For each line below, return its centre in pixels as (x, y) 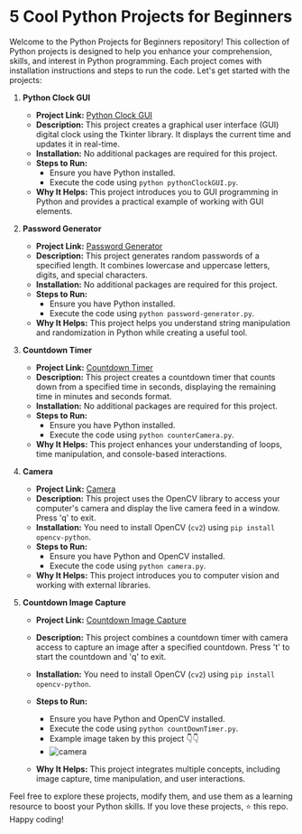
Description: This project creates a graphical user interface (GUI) (157, 125)
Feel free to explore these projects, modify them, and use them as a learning (151, 796)
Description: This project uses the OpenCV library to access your (158, 498)
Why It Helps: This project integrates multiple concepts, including (158, 769)
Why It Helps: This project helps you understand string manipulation (163, 323)
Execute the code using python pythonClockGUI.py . (144, 182)
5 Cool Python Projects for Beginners (151, 17)
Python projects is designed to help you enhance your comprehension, (141, 51)
